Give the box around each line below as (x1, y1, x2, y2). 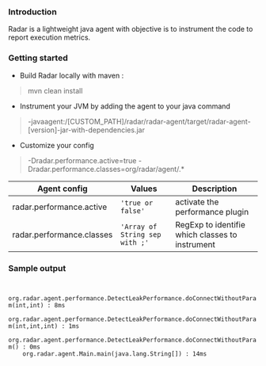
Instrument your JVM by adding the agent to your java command (19, 101, 231, 111)
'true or (120, 198, 154, 208)
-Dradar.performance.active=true (27, 155, 137, 165)
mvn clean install (27, 86, 83, 95)
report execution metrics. (8, 32, 91, 42)
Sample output (8, 262, 66, 273)
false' (120, 206, 145, 215)
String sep (120, 230, 161, 239)
